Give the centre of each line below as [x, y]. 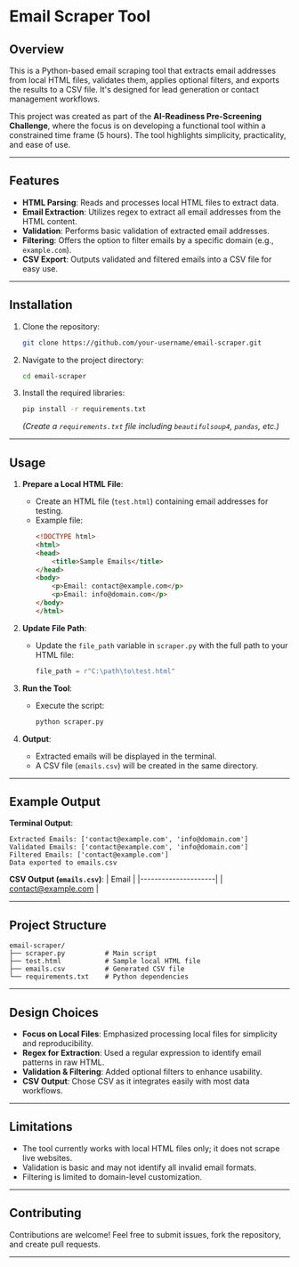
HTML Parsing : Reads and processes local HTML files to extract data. [150, 202]
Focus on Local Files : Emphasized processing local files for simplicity [149, 1034]
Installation [41, 305]
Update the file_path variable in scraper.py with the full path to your [162, 645]
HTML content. [49, 221]
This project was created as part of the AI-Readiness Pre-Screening [136, 116]
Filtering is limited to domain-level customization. [112, 1176]
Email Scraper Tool [80, 16]
